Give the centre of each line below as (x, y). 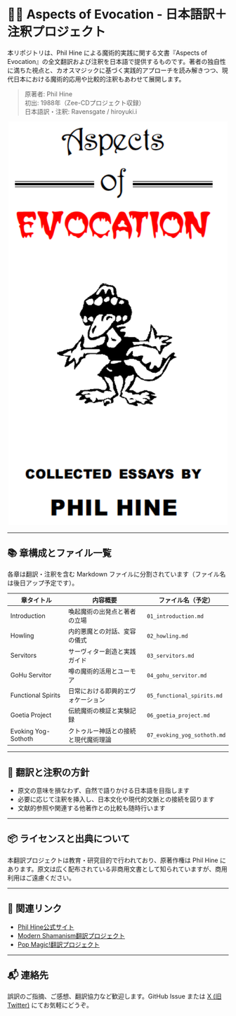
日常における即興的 (96, 691)
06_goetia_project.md (179, 715)
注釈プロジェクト (57, 32)
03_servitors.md (171, 656)
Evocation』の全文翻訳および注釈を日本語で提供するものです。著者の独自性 (117, 61)
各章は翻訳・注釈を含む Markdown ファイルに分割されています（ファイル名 (117, 574)
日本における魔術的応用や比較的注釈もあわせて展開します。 (99, 79)
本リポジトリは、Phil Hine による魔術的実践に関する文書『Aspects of (107, 53)
